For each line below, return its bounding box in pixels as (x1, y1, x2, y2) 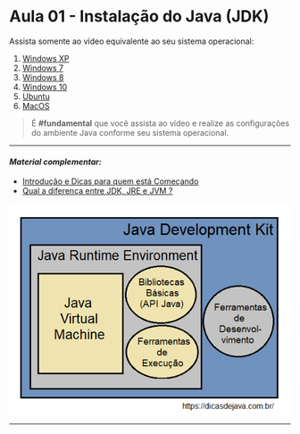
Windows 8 (21, 71, 64, 82)
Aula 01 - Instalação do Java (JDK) (9, 6, 270, 27)
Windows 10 (21, 81, 68, 92)
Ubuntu (21, 91, 51, 102)
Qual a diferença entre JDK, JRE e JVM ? (21, 186, 173, 196)
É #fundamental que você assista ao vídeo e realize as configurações (30, 118, 290, 129)
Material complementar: (9, 156, 103, 167)
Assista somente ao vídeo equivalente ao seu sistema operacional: (9, 36, 254, 46)
